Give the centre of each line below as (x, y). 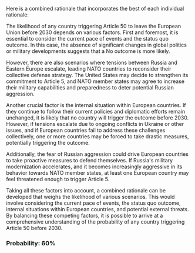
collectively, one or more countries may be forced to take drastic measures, (97, 137)
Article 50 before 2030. (34, 228)
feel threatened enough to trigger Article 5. (58, 179)
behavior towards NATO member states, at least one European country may (97, 173)
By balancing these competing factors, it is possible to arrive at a (85, 215)
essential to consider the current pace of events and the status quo (88, 39)
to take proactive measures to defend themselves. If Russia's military (90, 160)
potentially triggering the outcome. (48, 143)
